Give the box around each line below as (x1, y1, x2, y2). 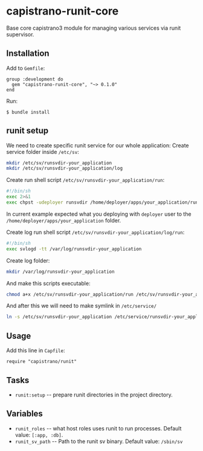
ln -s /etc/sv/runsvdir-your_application (6, 314, 112, 320)
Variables (6, 409, 43, 419)
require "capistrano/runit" (6, 359, 77, 365)
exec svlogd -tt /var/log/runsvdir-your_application (6, 246, 142, 252)
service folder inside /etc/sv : (6, 148, 80, 155)
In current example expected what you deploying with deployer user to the (6, 210, 192, 218)
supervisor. (6, 30, 34, 38)
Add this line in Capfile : (6, 347, 65, 354)
